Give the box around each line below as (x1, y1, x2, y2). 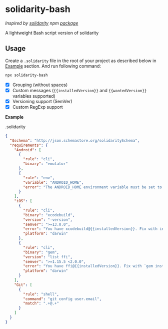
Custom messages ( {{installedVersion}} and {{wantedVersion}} (12, 87, 147, 93)
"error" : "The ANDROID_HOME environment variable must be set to (23, 184, 162, 190)
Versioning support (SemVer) (12, 98, 72, 104)
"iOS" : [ (14, 199, 32, 204)
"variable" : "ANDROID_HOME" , (23, 180, 84, 185)
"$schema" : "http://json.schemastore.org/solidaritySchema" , (9, 138, 140, 143)
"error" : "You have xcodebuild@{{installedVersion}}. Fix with (23, 226, 157, 231)
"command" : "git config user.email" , (23, 296, 101, 301)
